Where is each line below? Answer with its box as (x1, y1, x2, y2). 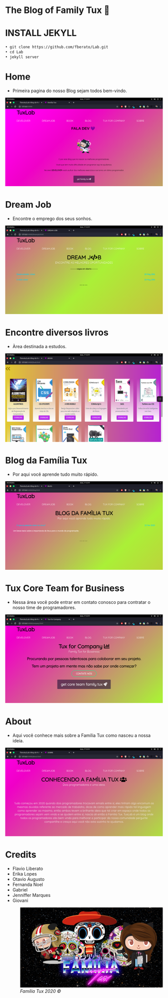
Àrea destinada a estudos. (12, 343, 66, 349)
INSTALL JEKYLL (5, 28, 77, 39)
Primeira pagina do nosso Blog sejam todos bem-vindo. (12, 88, 127, 94)
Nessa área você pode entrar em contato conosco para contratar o (12, 599, 151, 605)
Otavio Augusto (12, 876, 45, 882)
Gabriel (12, 886, 28, 892)
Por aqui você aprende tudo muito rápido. (12, 471, 98, 477)
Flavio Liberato (12, 865, 43, 871)
